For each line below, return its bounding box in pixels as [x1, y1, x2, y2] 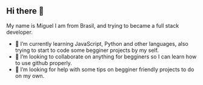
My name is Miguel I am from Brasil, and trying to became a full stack [6, 22, 179, 29]
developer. [6, 28, 33, 36]
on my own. [15, 72, 45, 79]
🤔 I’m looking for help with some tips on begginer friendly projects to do [15, 66, 195, 73]
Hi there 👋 [6, 6, 44, 16]
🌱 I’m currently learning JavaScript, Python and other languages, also [15, 40, 189, 47]
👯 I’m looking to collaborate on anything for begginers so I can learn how [15, 52, 197, 60]
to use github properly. [15, 59, 72, 66]
